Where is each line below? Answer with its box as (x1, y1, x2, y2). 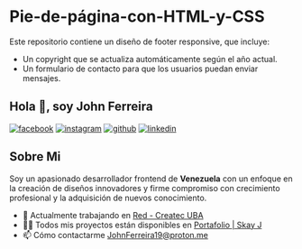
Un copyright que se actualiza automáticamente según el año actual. (22, 53, 278, 64)
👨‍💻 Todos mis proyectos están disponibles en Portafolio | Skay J (22, 219, 262, 230)
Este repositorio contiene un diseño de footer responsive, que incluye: (9, 36, 270, 47)
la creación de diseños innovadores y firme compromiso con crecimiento (9, 182, 281, 193)
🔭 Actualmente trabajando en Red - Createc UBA (22, 209, 205, 220)
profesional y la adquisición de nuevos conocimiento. (9, 192, 207, 203)
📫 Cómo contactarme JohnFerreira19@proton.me (22, 229, 209, 240)
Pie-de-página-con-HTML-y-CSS (9, 6, 265, 27)
